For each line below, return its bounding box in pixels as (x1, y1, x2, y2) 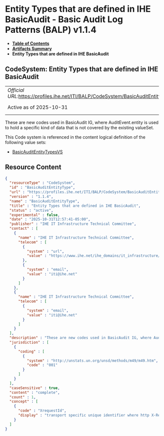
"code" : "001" (26, 363, 58, 368)
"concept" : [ (9, 399, 38, 404)
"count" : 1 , (9, 394, 36, 400)
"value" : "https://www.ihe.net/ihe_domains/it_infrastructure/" (26, 253, 163, 258)
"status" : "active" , (9, 208, 54, 213)
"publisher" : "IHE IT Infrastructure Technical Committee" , (9, 221, 137, 226)
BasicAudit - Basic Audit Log (5, 14, 123, 25)
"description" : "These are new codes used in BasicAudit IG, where (9, 336, 152, 340)
